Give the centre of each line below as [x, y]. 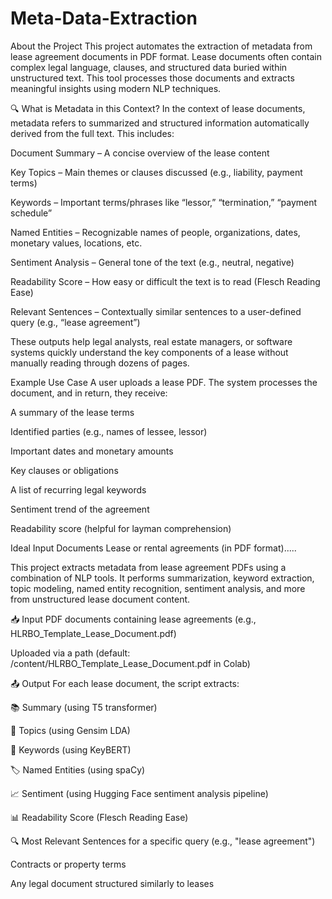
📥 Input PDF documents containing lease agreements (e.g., [133, 619]
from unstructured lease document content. [100, 599]
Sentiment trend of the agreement [80, 509]
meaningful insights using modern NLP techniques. [116, 88]
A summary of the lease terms [72, 412]
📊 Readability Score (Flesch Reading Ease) [99, 817]
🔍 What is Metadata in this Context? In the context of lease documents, [158, 108]
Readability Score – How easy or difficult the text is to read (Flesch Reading [165, 281]
